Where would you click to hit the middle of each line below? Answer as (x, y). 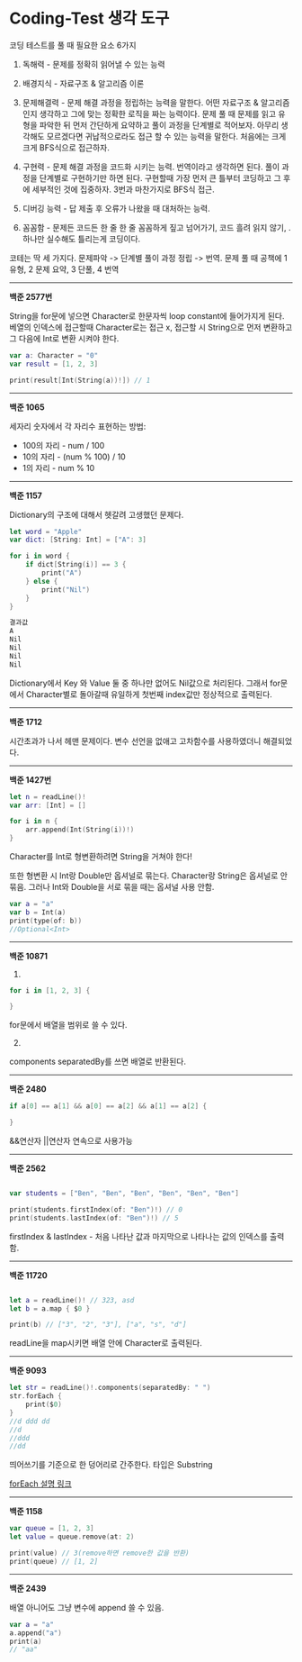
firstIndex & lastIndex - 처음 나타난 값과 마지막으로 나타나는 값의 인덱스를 (138, 1236)
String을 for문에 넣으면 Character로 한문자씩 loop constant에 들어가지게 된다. (147, 315)
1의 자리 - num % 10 (58, 468)
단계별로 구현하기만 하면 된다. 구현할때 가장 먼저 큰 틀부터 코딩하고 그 (160, 177)
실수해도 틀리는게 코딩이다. (93, 239)
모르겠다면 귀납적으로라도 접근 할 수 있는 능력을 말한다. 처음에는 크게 (166, 136)
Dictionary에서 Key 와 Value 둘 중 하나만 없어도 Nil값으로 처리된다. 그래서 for (145, 683)
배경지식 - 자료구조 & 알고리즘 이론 (83, 83)
